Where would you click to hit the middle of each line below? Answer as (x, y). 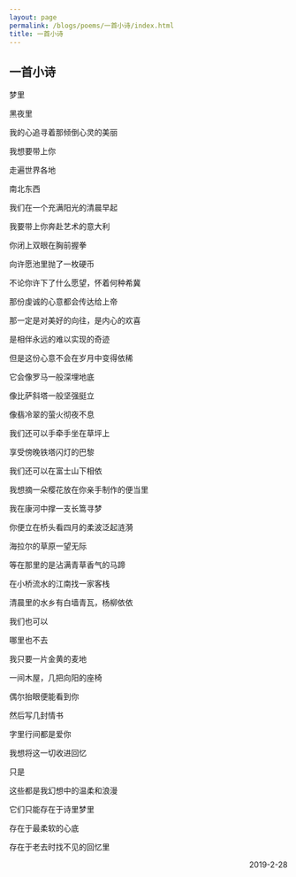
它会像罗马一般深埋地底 (52, 377)
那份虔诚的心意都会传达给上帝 (63, 302)
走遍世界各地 (32, 170)
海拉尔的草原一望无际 (48, 546)
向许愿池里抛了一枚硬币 (52, 264)
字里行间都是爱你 (40, 735)
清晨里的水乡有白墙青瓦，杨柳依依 (71, 603)
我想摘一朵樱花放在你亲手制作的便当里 (79, 490)
